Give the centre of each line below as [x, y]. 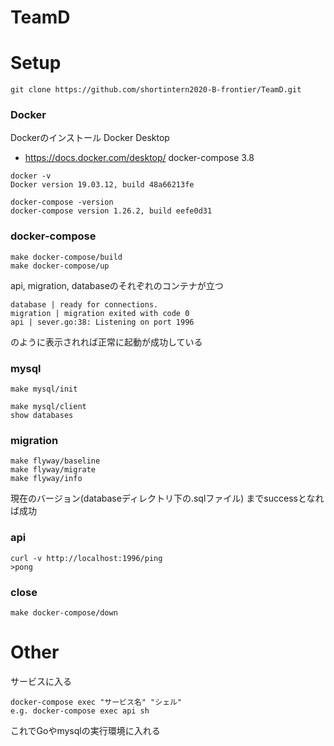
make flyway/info [46, 479]
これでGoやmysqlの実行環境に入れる [85, 730]
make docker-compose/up [60, 266]
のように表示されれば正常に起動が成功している [106, 342]
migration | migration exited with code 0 [100, 313]
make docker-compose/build [66, 257]
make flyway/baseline [55, 461]
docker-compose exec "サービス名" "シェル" [96, 702]
